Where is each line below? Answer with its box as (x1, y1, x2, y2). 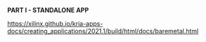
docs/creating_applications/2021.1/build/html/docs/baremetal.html (7, 27, 199, 35)
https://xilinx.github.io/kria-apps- (7, 20, 103, 27)
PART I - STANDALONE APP (7, 6, 89, 14)
